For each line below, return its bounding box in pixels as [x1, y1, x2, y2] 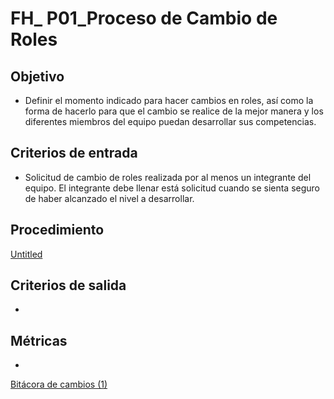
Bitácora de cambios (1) [10, 378, 108, 391]
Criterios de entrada [10, 145, 138, 162]
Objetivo [10, 68, 65, 85]
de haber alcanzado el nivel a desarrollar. [24, 192, 195, 204]
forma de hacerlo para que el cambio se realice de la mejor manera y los [24, 105, 324, 117]
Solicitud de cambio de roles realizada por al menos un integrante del [24, 171, 312, 183]
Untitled [10, 248, 43, 260]
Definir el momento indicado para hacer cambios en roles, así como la [24, 95, 314, 106]
